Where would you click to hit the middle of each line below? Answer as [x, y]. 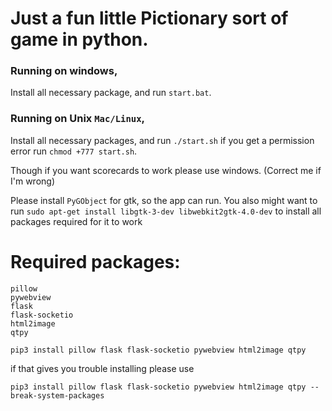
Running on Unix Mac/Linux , [78, 119]
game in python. [79, 39]
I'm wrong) [33, 181]
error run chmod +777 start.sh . [74, 151]
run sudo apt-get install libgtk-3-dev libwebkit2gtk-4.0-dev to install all [166, 211]
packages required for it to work [76, 221]
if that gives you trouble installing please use [102, 368]
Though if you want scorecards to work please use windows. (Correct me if [166, 170]
